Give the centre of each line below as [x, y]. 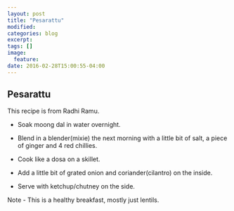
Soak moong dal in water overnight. [69, 125]
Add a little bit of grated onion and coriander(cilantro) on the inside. [115, 173]
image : [17, 53]
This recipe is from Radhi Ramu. [53, 111]
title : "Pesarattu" [36, 20]
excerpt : [20, 40]
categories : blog [33, 33]
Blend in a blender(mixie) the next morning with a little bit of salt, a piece [122, 138]
